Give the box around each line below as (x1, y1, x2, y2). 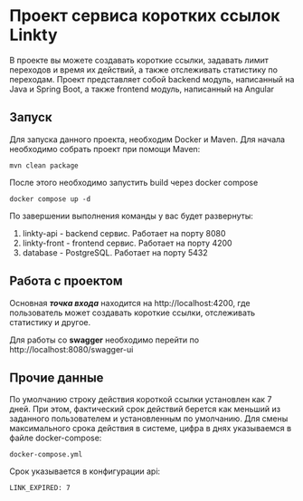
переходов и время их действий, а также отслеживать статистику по (9, 64, 279, 75)
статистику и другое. (9, 316, 91, 327)
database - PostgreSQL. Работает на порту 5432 (22, 246, 208, 258)
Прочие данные (9, 370, 104, 385)
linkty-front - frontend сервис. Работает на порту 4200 (22, 237, 232, 248)
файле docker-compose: (9, 432, 102, 444)
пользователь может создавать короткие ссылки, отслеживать (9, 307, 256, 318)
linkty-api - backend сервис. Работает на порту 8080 (22, 227, 226, 238)
